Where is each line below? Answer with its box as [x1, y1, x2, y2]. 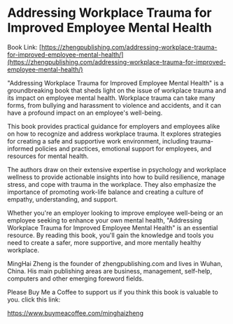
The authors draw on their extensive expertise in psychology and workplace [7, 165, 227, 174]
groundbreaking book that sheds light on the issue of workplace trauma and [7, 86, 226, 94]
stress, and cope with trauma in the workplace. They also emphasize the [7, 180, 217, 188]
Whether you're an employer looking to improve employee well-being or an [7, 209, 224, 217]
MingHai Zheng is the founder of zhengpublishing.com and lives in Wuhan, [7, 259, 223, 267]
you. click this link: [7, 295, 61, 304]
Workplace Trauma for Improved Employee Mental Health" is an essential [7, 223, 218, 232]
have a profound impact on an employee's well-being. [7, 108, 163, 117]
